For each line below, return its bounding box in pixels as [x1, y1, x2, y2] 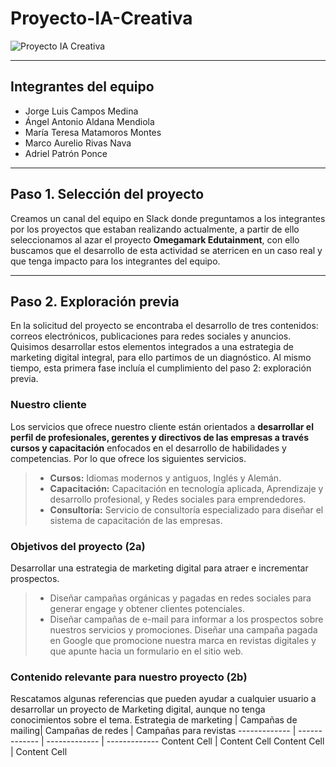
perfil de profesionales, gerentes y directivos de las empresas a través [10, 431, 309, 443]
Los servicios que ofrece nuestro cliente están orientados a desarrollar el [10, 420, 314, 432]
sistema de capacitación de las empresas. [49, 514, 223, 526]
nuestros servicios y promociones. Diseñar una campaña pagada [49, 623, 318, 636]
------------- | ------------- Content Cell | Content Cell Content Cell [46, 735, 325, 747]
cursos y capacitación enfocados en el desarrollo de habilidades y [10, 442, 287, 454]
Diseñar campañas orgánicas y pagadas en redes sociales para [49, 592, 312, 604]
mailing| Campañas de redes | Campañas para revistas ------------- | [10, 725, 297, 737]
